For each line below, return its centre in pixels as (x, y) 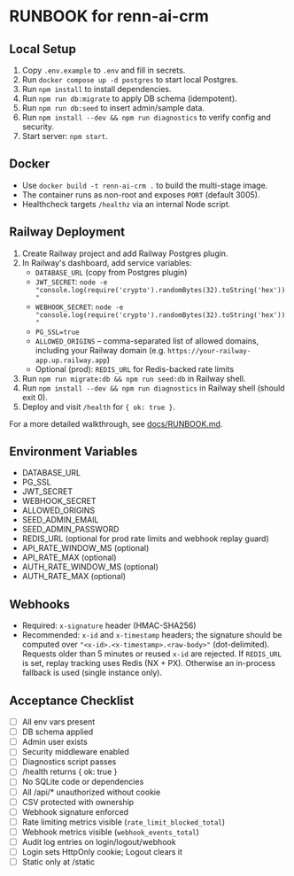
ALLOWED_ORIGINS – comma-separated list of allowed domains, (147, 341)
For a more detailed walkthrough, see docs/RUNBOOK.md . (116, 423)
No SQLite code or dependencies (83, 782)
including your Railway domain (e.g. (101, 350)
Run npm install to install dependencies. (97, 89)
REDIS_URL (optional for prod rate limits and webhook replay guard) (146, 539)
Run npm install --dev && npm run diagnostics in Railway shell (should (153, 388)
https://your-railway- (209, 351)
